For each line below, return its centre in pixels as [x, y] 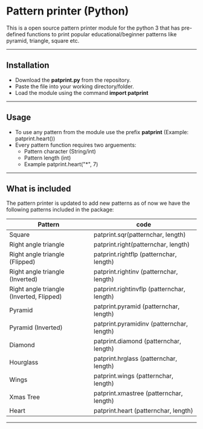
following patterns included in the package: [60, 210]
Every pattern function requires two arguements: [76, 145]
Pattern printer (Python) [68, 11]
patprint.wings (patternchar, [134, 376]
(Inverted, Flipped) [36, 297]
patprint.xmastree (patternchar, [138, 393]
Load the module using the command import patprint [82, 92]
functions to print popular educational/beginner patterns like [102, 34]
